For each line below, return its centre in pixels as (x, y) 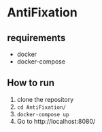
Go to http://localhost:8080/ (56, 121)
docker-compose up (43, 114)
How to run (31, 83)
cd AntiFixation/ (41, 107)
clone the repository (45, 99)
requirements (36, 38)
